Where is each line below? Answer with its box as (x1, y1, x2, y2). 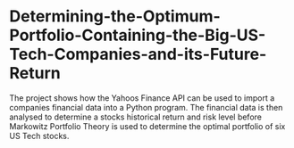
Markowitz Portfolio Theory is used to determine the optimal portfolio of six (9, 120, 286, 131)
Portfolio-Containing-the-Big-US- (9, 25, 266, 45)
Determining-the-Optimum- (9, 6, 221, 27)
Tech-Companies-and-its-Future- (9, 45, 267, 64)
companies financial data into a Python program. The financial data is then (9, 102, 283, 112)
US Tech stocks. (9, 130, 70, 141)
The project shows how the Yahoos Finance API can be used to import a (9, 92, 275, 103)
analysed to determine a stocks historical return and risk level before (9, 111, 262, 122)
